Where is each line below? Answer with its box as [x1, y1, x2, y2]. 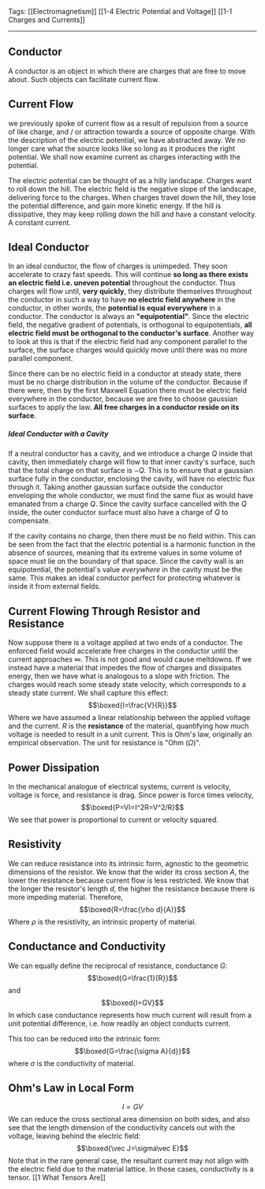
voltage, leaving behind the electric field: [8, 1131, 141, 1141]
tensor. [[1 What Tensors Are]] [8, 1172, 106, 1183]
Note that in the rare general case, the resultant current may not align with [8, 1156, 249, 1165]
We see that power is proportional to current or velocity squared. [8, 815, 218, 824]
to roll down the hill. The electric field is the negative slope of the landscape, [8, 184, 256, 193]
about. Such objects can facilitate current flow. [8, 74, 160, 84]
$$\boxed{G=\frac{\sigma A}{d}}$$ [74, 1046, 191, 1056]
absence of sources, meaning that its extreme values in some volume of [8, 548, 242, 557]
